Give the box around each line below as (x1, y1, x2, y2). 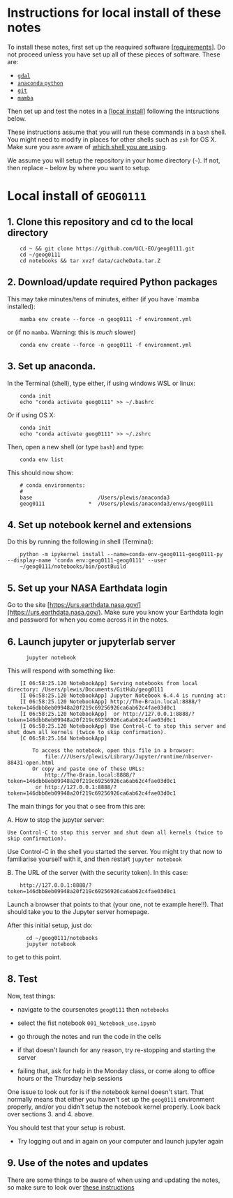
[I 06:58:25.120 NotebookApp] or (20, 710, 120, 717)
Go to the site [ (7, 601, 50, 609)
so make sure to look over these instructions (7, 1183, 135, 1191)
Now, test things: (7, 991, 56, 1000)
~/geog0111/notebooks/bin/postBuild (20, 563, 127, 570)
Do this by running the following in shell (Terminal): (7, 537, 153, 546)
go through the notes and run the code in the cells (17, 1032, 162, 1040)
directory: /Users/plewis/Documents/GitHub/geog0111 (7, 686, 164, 693)
